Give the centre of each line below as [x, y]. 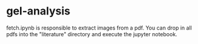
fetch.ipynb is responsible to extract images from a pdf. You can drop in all [99, 28]
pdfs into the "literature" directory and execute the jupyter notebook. [92, 34]
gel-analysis [38, 11]
